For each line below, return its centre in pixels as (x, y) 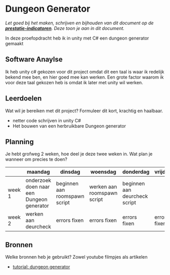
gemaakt (14, 43)
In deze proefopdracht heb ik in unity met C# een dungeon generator (77, 38)
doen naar (38, 187)
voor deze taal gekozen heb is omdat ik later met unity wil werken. (74, 82)
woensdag (103, 172)
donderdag (136, 172)
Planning (19, 142)
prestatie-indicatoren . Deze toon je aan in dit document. (65, 28)
